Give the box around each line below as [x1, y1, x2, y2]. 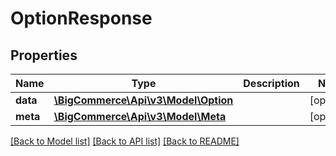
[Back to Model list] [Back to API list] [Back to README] [10, 135, 240, 147]
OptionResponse [10, 7, 153, 30]
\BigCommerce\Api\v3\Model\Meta [53, 110, 227, 123]
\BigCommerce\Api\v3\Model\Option [53, 93, 234, 107]
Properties [10, 47, 78, 64]
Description [243, 77, 300, 90]
